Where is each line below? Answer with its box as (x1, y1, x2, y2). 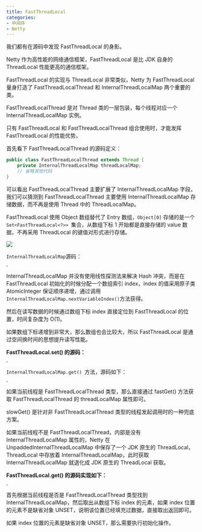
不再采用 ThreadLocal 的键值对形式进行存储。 (16, 228, 131, 236)
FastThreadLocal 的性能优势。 (6, 132, 81, 139)
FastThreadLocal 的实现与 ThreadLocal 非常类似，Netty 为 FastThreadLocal (6, 76, 195, 83)
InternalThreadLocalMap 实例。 (6, 112, 85, 119)
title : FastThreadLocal (6, 8, 66, 15)
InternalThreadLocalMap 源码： (6, 252, 82, 260)
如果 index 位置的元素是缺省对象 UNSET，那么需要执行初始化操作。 (6, 519, 174, 526)
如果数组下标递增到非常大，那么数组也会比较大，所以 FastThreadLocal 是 (6, 328, 188, 335)
